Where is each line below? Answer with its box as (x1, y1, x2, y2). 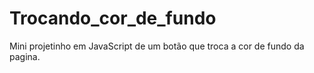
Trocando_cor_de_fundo (9, 7, 217, 30)
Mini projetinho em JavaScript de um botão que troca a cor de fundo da (9, 40, 305, 52)
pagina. (9, 50, 41, 62)
